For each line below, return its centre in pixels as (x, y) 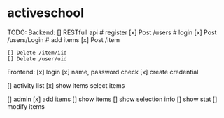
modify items (26, 106)
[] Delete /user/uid (37, 59)
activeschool (46, 13)
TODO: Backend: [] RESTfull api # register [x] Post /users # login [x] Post (112, 32)
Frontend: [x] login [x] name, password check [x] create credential (103, 72)
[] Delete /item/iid (37, 53)
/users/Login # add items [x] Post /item (64, 39)
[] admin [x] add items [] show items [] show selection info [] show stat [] (112, 99)
